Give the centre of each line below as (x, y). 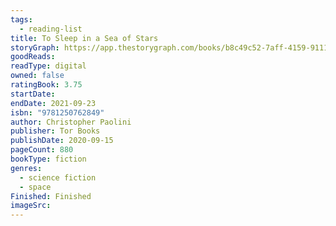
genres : (26, 168)
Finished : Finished (51, 196)
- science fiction (58, 177)
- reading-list (51, 29)
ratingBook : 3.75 (46, 85)
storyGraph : (35, 47)
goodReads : (33, 57)
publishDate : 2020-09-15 (62, 141)
